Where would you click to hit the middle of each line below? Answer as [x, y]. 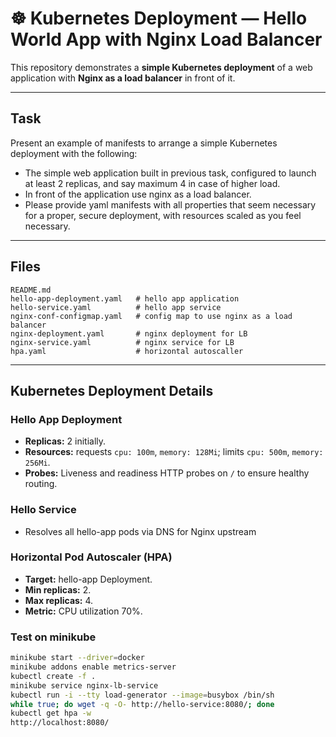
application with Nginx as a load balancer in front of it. [123, 78]
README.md [31, 290]
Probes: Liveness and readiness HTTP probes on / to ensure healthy [167, 473]
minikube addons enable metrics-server [93, 667]
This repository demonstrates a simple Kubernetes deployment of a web [161, 67]
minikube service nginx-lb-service [84, 685]
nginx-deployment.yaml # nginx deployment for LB [129, 333]
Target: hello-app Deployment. [88, 579]
